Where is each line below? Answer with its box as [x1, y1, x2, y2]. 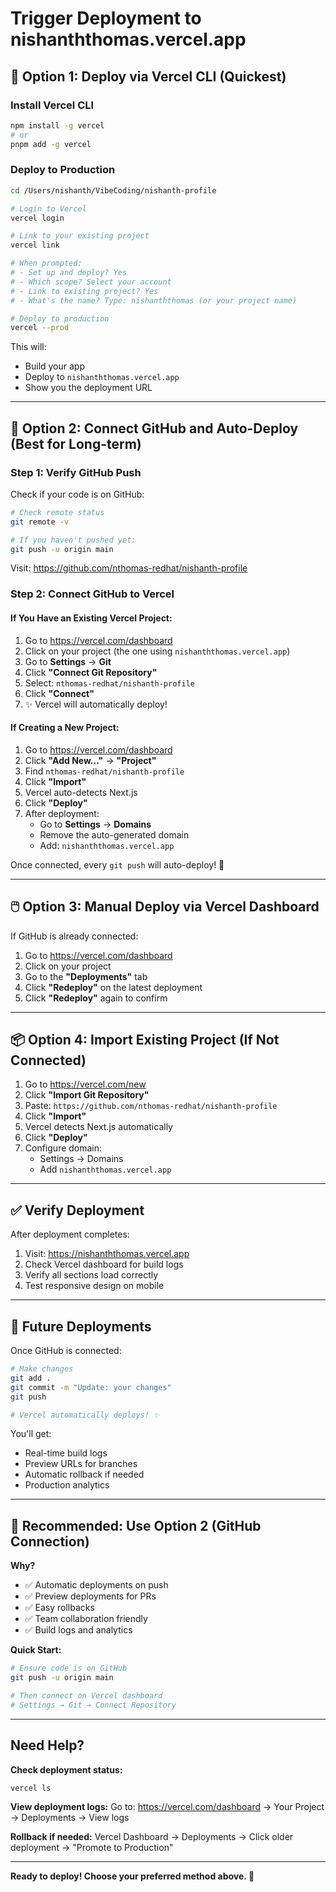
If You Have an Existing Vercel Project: [10, 612, 173, 624]
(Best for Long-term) [10, 435, 142, 452]
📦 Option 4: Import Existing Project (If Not [10, 1032, 280, 1049]
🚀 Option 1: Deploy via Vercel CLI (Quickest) [10, 68, 287, 85]
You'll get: [10, 1428, 52, 1440]
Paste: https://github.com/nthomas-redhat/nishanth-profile [24, 1100, 278, 1112]
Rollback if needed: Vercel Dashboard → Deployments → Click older [10, 1831, 294, 1843]
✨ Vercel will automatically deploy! [24, 698, 168, 710]
